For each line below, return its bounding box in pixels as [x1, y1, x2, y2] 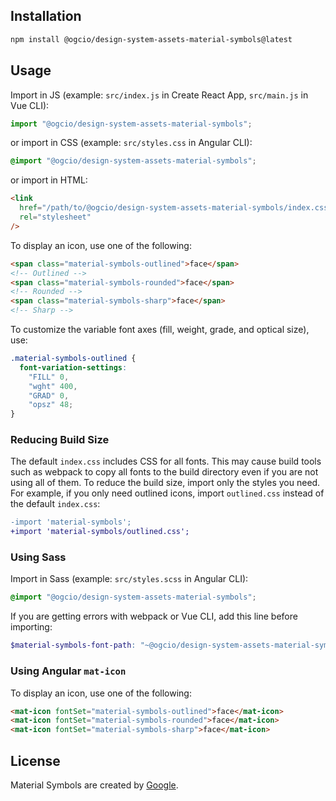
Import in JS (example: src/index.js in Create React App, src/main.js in [10, 89, 309, 101]
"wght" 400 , [28, 381, 78, 391]
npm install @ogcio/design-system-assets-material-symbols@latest [10, 34, 293, 44]
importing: [10, 621, 53, 633]
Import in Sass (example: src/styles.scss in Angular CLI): [10, 573, 249, 585]
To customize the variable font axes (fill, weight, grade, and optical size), [10, 324, 310, 335]
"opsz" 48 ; [28, 400, 74, 410]
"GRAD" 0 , [28, 390, 70, 401]
